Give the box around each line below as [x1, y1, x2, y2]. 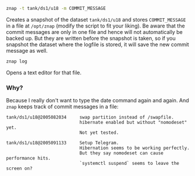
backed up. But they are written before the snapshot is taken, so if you [6, 34, 176, 42]
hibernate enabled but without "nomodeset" [79, 120, 187, 126]
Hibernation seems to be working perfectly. [79, 145, 190, 151]
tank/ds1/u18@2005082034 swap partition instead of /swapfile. [6, 115, 175, 120]
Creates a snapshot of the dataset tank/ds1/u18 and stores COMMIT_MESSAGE [6, 16, 186, 23]
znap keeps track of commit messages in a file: [6, 103, 119, 111]
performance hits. [6, 156, 51, 161]
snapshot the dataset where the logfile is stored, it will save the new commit [6, 41, 189, 48]
